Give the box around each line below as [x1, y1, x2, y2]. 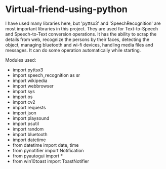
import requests [12, 104, 46, 110]
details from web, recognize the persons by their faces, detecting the [5, 36, 150, 43]
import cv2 [12, 99, 35, 105]
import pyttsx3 [12, 67, 44, 73]
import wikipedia [12, 77, 48, 83]
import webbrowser [12, 82, 54, 89]
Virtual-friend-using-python [5, 4, 128, 15]
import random [12, 125, 44, 132]
